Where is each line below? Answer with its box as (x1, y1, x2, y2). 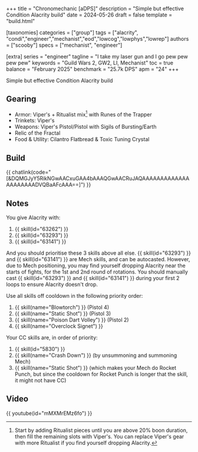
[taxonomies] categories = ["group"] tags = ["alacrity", (6, 29, 138, 36)
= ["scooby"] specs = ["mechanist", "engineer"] (6, 41, 123, 48)
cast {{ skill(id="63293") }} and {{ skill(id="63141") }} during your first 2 (6, 275, 180, 282)
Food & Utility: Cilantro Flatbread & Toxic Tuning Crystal (14, 136, 150, 143)
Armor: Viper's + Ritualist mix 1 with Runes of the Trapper (14, 109, 152, 118)
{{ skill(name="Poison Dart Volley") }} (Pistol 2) (14, 316, 129, 324)
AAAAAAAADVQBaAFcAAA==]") (6, 181, 85, 188)
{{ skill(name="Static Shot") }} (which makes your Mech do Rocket (14, 365, 177, 372)
